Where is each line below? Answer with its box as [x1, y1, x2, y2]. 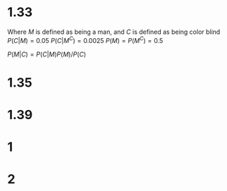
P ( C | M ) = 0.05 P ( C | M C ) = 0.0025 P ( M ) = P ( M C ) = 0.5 [7, 35, 164, 44]
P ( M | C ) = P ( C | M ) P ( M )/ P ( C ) [7, 50, 87, 58]
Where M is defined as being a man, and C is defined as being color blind [7, 27, 221, 36]
